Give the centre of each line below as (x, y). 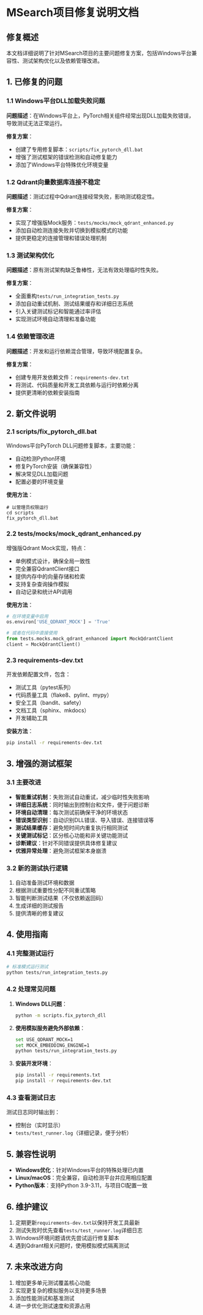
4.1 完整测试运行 (30, 953)
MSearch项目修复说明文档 (73, 13)
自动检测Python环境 (40, 459)
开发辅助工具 (31, 718)
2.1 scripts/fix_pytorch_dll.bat (52, 432)
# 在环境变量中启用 (28, 616)
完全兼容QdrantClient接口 (47, 568)
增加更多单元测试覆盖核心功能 (53, 1282)
